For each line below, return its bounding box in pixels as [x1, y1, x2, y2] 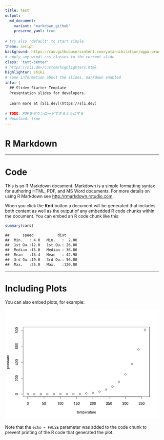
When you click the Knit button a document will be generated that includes [5, 202, 156, 208]
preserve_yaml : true [14, 28, 56, 34]
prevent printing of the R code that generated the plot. [5, 429, 114, 435]
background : [5, 49, 29, 54]
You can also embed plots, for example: [5, 299, 85, 305]
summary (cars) [5, 223, 34, 228]
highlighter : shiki [5, 70, 45, 75]
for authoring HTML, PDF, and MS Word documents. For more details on [5, 188, 150, 194]
